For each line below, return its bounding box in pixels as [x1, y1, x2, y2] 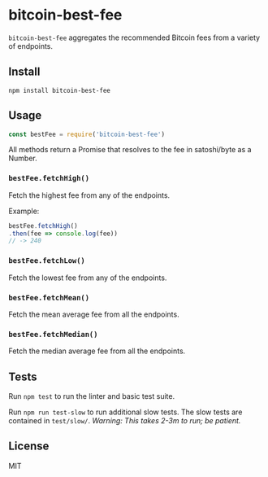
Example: [8, 206, 40, 216]
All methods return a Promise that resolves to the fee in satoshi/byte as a [8, 145, 252, 155]
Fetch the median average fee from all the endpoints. [8, 346, 186, 356]
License [8, 440, 50, 453]
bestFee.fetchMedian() [8, 330, 98, 339]
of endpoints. [8, 41, 54, 50]
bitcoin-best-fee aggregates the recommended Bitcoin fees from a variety [8, 33, 261, 42]
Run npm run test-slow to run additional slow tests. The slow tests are [8, 407, 243, 417]
